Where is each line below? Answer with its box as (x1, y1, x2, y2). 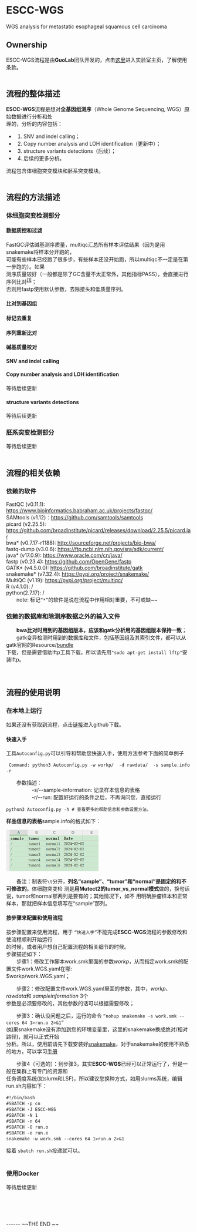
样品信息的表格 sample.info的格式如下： (6, 818, 101, 825)
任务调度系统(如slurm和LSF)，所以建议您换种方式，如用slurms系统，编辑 (6, 1075, 183, 1082)
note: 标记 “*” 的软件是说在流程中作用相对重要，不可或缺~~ (16, 596, 158, 603)
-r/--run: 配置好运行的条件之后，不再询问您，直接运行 (32, 794, 161, 801)
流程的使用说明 (6, 687, 60, 697)
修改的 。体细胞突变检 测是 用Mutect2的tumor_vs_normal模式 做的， (11, 885, 175, 892)
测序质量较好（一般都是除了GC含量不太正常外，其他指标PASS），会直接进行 (6, 271, 189, 278)
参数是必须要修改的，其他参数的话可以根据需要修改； (6, 1000, 135, 1007)
